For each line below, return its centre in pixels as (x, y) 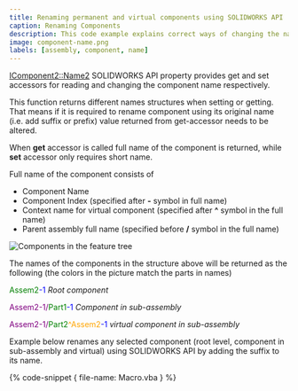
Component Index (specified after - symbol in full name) (125, 201)
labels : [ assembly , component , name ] (79, 51)
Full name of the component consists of (82, 175)
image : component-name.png (59, 42)
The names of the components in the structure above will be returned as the (149, 263)
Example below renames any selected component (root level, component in (147, 341)
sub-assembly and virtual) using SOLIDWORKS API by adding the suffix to (144, 351)
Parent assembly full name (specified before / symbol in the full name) (150, 229)
